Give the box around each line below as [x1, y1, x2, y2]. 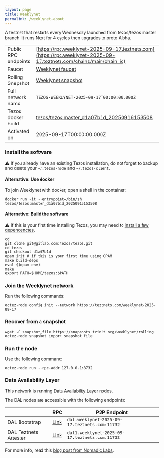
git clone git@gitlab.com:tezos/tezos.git [5, 241, 93, 246]
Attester [7, 435, 26, 442]
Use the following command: [5, 356, 63, 362]
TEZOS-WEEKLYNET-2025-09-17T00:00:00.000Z [36, 95, 136, 100]
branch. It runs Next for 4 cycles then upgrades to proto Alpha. [5, 35, 132, 41]
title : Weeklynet [5, 12, 41, 17]
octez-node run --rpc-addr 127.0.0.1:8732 [5, 365, 93, 370]
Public [7, 46, 22, 53]
